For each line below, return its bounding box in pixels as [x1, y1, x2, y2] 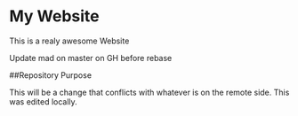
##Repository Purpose [9, 69, 92, 81]
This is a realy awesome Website [9, 35, 130, 46]
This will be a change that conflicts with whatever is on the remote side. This [9, 87, 290, 97]
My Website [9, 6, 100, 27]
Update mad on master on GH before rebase [9, 52, 173, 63]
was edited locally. [9, 96, 77, 107]
